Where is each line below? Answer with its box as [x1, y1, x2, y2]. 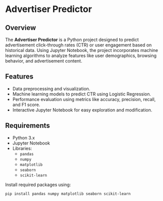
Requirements [5, 121, 50, 130]
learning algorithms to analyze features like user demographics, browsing [5, 52, 156, 58]
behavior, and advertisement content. [5, 58, 82, 63]
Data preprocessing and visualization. [12, 85, 90, 91]
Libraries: [12, 145, 32, 151]
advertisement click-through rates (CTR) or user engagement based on [5, 42, 152, 48]
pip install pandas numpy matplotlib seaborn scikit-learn [5, 191, 131, 196]
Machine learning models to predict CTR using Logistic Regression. [12, 91, 151, 97]
